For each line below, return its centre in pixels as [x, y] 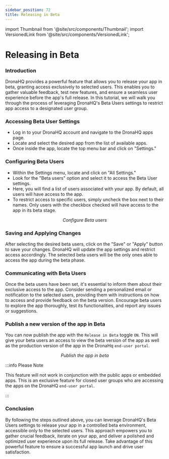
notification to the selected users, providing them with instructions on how [82, 295]
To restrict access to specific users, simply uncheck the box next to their [88, 199]
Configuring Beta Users [35, 162]
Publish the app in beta [85, 355]
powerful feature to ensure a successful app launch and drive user [74, 446]
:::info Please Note [24, 365]
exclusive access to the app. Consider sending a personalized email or [79, 290]
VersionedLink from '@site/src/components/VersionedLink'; [67, 34]
